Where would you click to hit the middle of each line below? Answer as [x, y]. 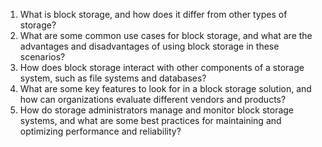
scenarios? [42, 57]
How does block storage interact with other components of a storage [162, 67]
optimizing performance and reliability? [100, 131]
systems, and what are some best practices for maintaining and [150, 120]
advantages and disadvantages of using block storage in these [149, 46]
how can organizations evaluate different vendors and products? [153, 99]
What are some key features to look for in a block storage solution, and [165, 88]
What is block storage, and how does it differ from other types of [153, 14]
